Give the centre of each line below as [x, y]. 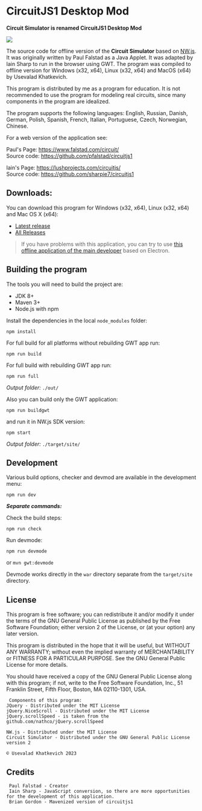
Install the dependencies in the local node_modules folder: [77, 320]
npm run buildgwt [28, 410]
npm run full [23, 376]
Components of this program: [46, 701]
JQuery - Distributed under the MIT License [63, 706]
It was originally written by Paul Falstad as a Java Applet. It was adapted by [100, 57]
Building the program [47, 270]
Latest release [33, 226]
